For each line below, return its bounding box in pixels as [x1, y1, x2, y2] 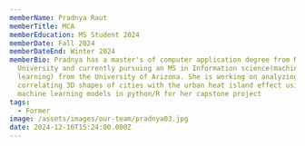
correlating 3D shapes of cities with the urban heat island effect [17, 81, 282, 90]
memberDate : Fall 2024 [9, 38, 95, 48]
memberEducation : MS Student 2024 [9, 30, 141, 39]
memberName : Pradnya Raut [9, 13, 107, 23]
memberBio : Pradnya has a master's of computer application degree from [9, 55, 290, 64]
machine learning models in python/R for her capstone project [17, 89, 261, 98]
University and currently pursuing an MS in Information [17, 64, 238, 73]
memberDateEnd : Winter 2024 [9, 47, 116, 56]
